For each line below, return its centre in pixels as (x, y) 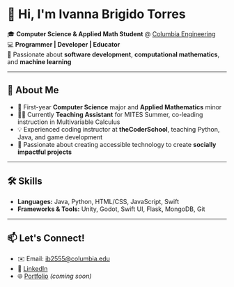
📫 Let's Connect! (46, 238)
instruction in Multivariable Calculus (69, 122)
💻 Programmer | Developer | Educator (64, 44)
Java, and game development (60, 137)
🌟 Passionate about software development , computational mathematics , (114, 54)
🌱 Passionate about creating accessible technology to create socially (117, 144)
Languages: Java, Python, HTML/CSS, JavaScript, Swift (98, 201)
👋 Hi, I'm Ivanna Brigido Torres (96, 14)
